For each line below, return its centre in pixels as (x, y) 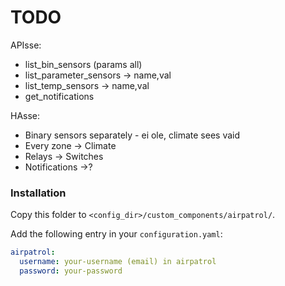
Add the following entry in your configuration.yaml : (116, 234)
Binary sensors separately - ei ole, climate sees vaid (132, 135)
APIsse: (26, 45)
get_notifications (59, 96)
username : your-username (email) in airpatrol (118, 262)
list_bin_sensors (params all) (83, 64)
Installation (38, 193)
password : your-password (71, 271)
